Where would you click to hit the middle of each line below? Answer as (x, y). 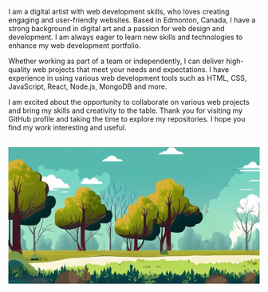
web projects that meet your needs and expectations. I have (131, 70)
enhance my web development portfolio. (75, 46)
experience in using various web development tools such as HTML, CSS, (128, 78)
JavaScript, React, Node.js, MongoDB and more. (88, 86)
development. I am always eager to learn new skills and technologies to (126, 37)
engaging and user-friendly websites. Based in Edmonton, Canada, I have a (132, 20)
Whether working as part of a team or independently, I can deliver (116, 61)
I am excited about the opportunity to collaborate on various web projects (129, 102)
